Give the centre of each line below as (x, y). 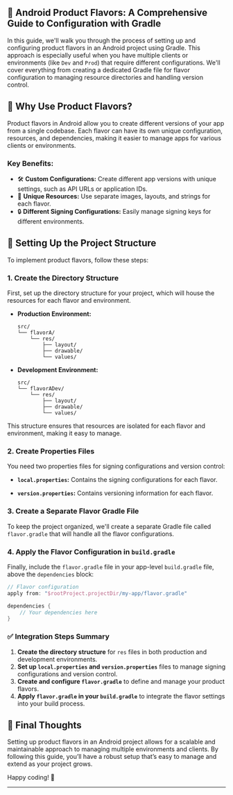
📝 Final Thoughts (44, 725)
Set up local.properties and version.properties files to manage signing (121, 667)
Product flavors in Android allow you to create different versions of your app (116, 123)
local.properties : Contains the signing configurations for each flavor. (117, 480)
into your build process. (51, 703)
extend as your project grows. (50, 764)
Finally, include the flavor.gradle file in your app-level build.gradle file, (111, 567)
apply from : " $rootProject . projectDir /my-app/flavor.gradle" (97, 593)
